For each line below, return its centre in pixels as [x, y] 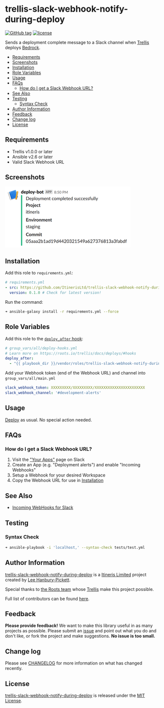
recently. [14, 668]
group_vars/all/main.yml [30, 379]
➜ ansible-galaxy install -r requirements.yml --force [62, 312]
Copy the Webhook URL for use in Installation [58, 480]
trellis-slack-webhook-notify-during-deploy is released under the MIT [75, 696]
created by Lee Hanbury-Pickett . [38, 580]
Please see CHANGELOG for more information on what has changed [74, 663]
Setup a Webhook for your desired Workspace [59, 475]
